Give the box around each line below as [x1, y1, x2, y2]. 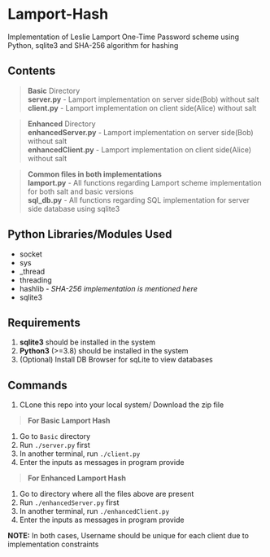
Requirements [7, 315, 81, 330]
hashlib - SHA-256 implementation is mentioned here [19, 283, 198, 293]
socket [19, 249, 42, 259]
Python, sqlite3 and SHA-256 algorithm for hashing [7, 40, 179, 50]
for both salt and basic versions [27, 186, 134, 196]
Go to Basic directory [19, 432, 91, 441]
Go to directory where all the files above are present [19, 489, 194, 499]
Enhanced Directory [27, 119, 96, 129]
